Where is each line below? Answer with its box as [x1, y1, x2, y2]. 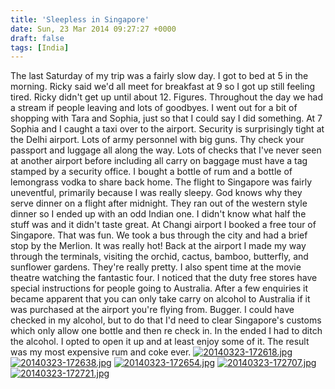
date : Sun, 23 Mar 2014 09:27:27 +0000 [10, 24, 177, 34]
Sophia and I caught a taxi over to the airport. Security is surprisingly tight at [10, 123, 325, 135]
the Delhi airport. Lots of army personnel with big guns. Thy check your [10, 134, 305, 146]
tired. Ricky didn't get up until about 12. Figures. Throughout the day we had [10, 91, 324, 103]
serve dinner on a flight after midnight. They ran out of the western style [10, 197, 308, 210]
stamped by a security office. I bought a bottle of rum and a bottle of [10, 166, 293, 178]
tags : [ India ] [10, 42, 70, 53]
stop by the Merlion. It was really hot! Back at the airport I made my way [10, 240, 307, 252]
